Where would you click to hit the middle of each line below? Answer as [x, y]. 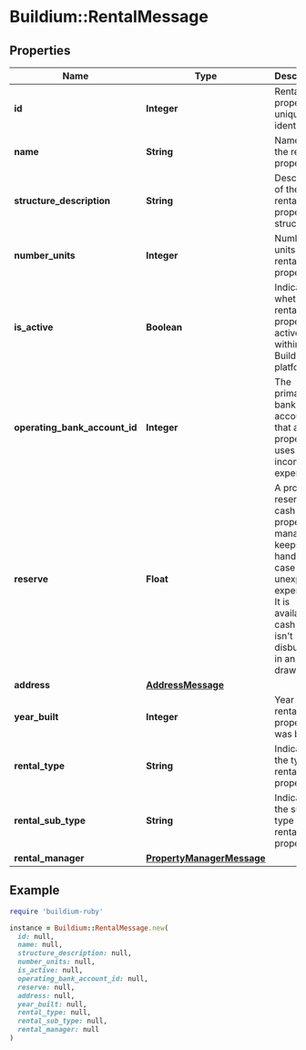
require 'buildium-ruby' [56, 911]
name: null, [41, 945]
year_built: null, [53, 1004]
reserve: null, [46, 987]
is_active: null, [51, 971]
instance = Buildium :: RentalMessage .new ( [89, 928]
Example [35, 890]
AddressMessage [185, 685]
